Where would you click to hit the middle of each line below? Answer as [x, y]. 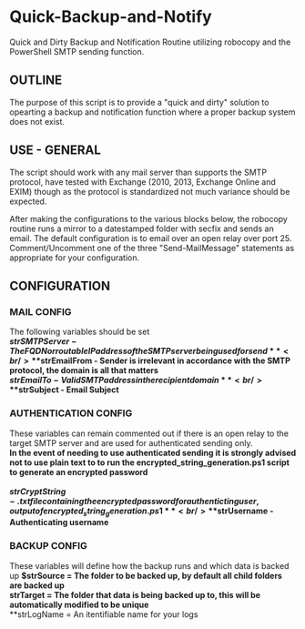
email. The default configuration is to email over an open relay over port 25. [151, 238]
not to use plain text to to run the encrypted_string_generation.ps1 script [149, 462]
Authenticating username [59, 522]
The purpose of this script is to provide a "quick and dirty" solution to [139, 102]
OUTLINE [36, 81]
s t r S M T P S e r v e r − [43, 341]
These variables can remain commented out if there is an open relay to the [149, 433]
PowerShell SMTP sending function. [77, 51]
